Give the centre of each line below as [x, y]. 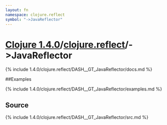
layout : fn [17, 10]
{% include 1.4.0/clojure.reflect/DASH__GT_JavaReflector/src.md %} [77, 117]
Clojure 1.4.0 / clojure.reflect [65, 44]
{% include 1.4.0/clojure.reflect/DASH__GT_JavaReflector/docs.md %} [79, 70]
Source [17, 105]
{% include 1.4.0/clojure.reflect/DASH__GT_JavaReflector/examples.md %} [84, 89]
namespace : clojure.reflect [35, 15]
